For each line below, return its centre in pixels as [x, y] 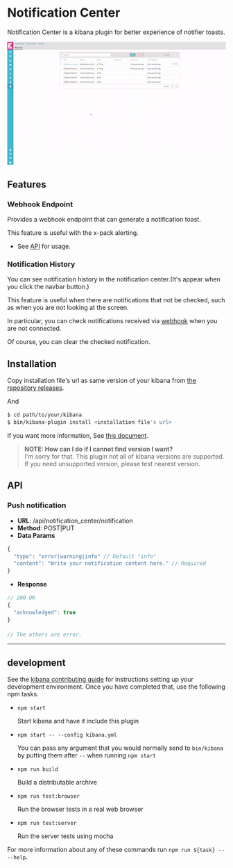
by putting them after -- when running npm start [86, 755]
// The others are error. [44, 634]
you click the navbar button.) [48, 287]
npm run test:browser [48, 796]
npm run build [37, 769]
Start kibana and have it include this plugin [78, 721]
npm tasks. [23, 694]
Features [27, 185]
